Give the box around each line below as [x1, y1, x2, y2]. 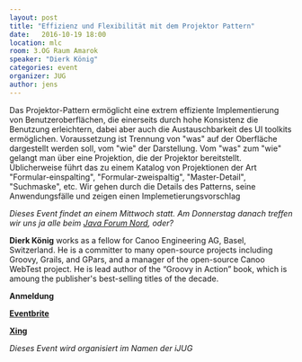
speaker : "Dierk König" [9, 55, 99, 64]
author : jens [9, 80, 58, 89]
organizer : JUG [9, 72, 67, 81]
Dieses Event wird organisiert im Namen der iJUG [9, 342, 193, 353]
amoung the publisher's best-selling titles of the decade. [9, 273, 219, 284]
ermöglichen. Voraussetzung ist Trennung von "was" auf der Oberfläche [9, 133, 278, 144]
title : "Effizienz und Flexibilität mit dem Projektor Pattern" [9, 22, 255, 31]
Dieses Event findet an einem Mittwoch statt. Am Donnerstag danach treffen [9, 207, 293, 218]
